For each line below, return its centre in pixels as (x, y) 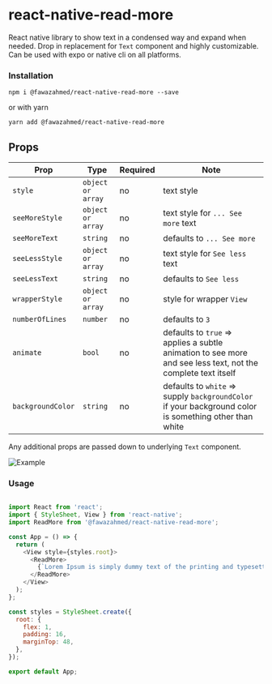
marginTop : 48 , (49, 642)
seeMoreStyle (38, 218)
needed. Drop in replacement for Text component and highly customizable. (134, 45)
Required (137, 170)
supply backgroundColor (208, 396)
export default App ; (43, 671)
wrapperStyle (38, 299)
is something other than (208, 417)
